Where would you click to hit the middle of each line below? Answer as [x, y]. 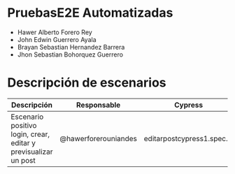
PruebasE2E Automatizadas [90, 13]
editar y [23, 143]
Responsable [98, 105]
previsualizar [32, 152]
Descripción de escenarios [87, 83]
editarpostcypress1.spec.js [188, 138]
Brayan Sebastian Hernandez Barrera [71, 47]
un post [23, 160]
